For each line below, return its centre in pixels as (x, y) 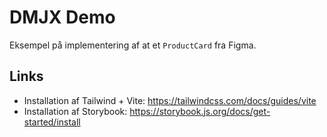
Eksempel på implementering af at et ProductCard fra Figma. (133, 45)
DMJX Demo (62, 17)
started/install (52, 122)
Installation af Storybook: (75, 111)
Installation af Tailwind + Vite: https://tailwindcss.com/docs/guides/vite (170, 100)
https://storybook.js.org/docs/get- (200, 111)
